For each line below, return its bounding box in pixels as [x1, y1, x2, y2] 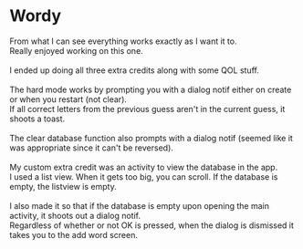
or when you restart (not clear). [9, 93, 128, 105]
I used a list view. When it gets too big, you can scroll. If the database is [9, 171, 278, 182]
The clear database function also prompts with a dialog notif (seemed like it [9, 132, 294, 143]
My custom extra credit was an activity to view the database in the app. [9, 161, 278, 172]
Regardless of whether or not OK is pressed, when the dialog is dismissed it [9, 220, 295, 231]
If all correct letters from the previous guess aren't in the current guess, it [9, 103, 286, 114]
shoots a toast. [9, 113, 66, 124]
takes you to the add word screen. [9, 229, 139, 240]
